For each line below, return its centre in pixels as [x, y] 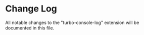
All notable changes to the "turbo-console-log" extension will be [72, 22]
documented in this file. [30, 27]
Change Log [31, 9]
